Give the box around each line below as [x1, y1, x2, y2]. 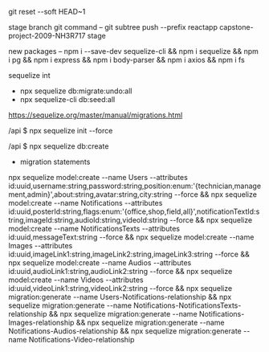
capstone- [219, 23, 255, 31]
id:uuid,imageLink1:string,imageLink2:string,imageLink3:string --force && [8, 249, 251, 259]
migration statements [19, 157, 91, 166]
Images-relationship [8, 317, 75, 327]
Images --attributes [8, 241, 73, 250]
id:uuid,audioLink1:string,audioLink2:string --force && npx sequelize [8, 267, 233, 276]
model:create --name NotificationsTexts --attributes [8, 224, 181, 233]
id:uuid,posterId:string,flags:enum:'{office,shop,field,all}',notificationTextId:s [8, 207, 260, 216]
